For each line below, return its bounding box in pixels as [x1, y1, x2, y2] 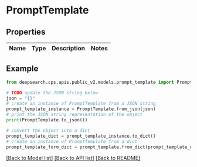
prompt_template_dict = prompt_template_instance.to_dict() [6, 133, 157, 139]
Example [6, 64, 39, 74]
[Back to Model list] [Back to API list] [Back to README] [6, 155, 141, 162]
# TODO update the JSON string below [6, 90, 98, 96]
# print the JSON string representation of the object [6, 112, 143, 118]
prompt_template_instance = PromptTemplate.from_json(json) [6, 106, 157, 112]
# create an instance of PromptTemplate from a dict [6, 138, 138, 144]
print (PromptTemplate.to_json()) [6, 117, 88, 123]
